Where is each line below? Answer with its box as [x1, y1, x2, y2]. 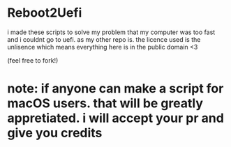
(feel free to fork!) [7, 56, 59, 64]
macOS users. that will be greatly [7, 95, 204, 111]
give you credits [7, 125, 103, 141]
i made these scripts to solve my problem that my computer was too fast [7, 28, 216, 36]
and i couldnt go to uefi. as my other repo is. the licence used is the [7, 35, 201, 43]
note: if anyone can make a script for [7, 81, 224, 97]
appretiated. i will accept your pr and [7, 110, 225, 126]
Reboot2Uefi [7, 5, 82, 21]
